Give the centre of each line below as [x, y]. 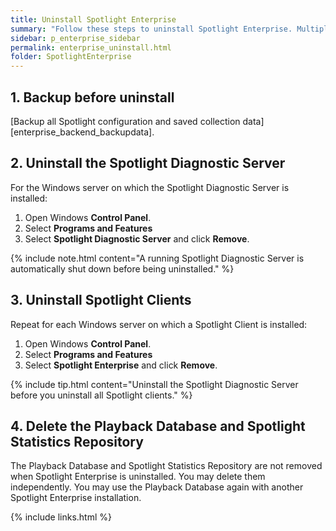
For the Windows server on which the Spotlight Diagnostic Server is [150, 187]
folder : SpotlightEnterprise [71, 57]
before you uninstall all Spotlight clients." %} [101, 395]
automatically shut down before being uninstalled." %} [122, 268]
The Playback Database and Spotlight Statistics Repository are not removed [166, 466]
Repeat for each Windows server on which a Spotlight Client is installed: [159, 324]
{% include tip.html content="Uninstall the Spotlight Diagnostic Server [154, 384]
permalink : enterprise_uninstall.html [91, 47]
